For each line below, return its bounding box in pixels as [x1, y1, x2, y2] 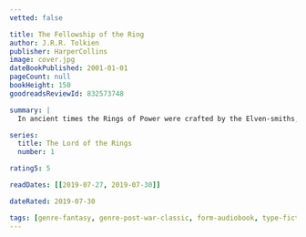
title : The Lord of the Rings [17, 139, 132, 149]
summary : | [9, 106, 51, 115]
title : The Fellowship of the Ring [9, 29, 145, 39]
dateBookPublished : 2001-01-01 [9, 64, 128, 73]
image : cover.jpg [9, 56, 76, 65]
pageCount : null [9, 72, 71, 82]
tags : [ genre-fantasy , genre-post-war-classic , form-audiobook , [9, 213, 259, 222]
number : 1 [17, 148, 55, 157]
